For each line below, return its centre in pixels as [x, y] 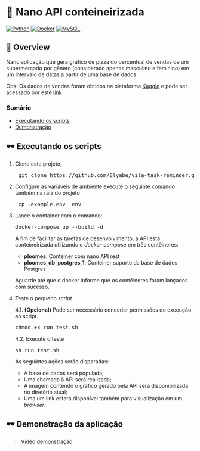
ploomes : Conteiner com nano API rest [72, 256]
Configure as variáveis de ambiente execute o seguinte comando [95, 186]
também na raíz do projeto [47, 192]
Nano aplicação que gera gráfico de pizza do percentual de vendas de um [98, 61]
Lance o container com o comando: [59, 215]
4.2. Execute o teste [39, 338]
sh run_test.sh [37, 350]
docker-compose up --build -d [59, 227]
